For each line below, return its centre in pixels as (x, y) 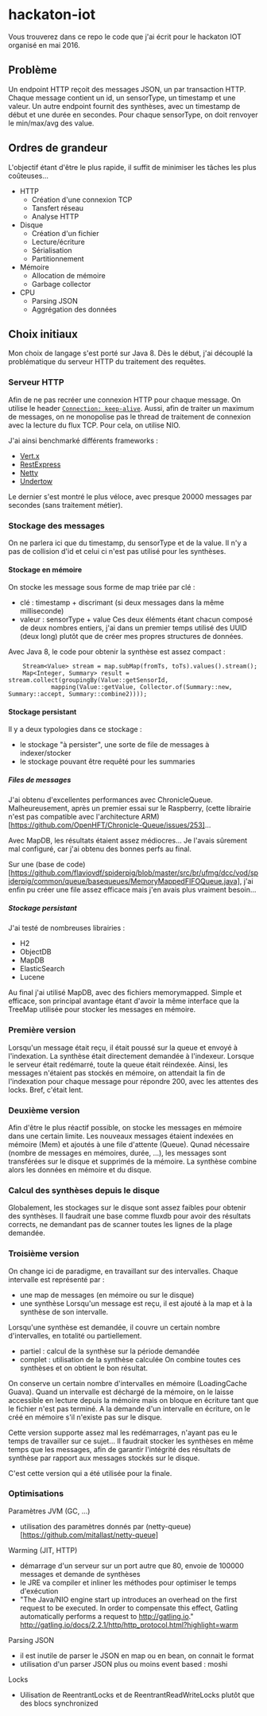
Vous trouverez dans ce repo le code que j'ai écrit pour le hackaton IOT (125, 37)
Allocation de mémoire (68, 275)
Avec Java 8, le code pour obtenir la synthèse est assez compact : (117, 652)
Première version (42, 1030)
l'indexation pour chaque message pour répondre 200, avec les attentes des (133, 1081)
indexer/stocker (45, 753)
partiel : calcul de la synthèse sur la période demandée (110, 1351)
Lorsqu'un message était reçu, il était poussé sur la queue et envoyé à (123, 1048)
